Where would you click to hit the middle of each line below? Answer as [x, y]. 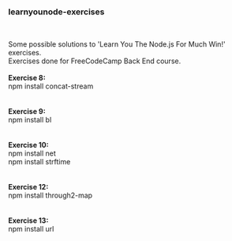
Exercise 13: [28, 220]
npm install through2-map [51, 195]
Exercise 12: [28, 187]
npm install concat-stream [51, 86]
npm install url [31, 229]
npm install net [32, 153]
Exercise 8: [27, 78]
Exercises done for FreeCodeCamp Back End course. [95, 61]
